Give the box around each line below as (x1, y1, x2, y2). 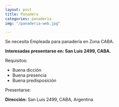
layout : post (5, 7, 32, 12)
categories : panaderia (5, 16, 52, 21)
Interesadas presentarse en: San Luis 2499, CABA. (5, 48, 111, 54)
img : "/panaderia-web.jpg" (5, 21, 60, 26)
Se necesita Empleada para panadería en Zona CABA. (5, 39, 114, 45)
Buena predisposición (12, 78, 57, 83)
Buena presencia (12, 72, 47, 79)
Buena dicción (12, 67, 42, 73)
